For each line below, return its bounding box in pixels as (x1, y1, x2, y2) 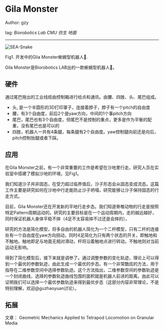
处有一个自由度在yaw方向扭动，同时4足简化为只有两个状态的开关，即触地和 (5, 232, 158, 238)
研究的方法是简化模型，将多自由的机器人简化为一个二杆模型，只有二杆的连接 (5, 226, 159, 232)
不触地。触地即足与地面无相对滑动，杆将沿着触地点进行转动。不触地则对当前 (5, 238, 159, 244)
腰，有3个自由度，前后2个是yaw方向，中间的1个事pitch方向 (12, 110, 132, 116)
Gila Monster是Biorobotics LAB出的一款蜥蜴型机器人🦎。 (5, 64, 117, 70)
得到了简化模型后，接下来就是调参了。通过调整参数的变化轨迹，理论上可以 (5, 255, 155, 261)
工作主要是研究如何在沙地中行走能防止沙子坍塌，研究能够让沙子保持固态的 (5, 187, 155, 193)
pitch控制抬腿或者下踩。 (12, 135, 61, 141)
